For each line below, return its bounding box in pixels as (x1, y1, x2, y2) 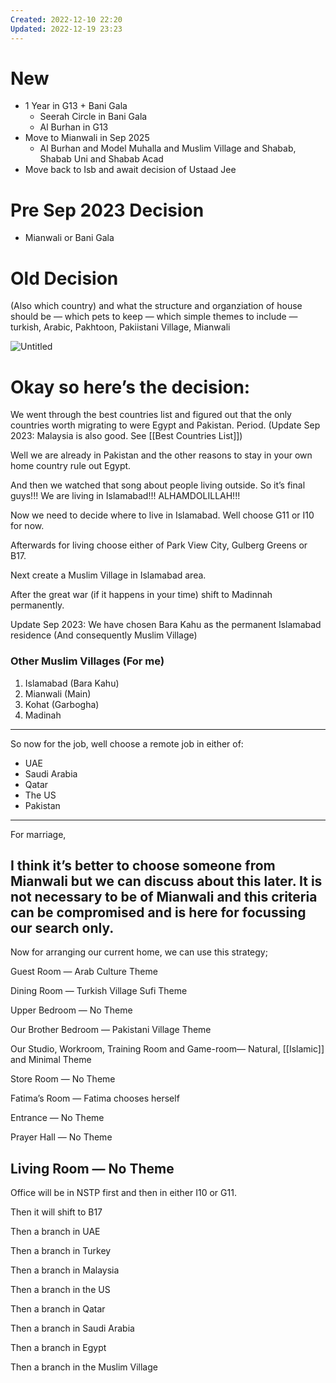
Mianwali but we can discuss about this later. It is (10, 872, 323, 890)
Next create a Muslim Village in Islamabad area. (10, 569, 207, 581)
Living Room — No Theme (10, 1160, 175, 1177)
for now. (10, 520, 45, 532)
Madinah (24, 709, 62, 721)
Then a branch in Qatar (10, 1303, 106, 1315)
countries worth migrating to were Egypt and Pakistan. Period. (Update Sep (10, 419, 321, 431)
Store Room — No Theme (10, 1073, 116, 1085)
